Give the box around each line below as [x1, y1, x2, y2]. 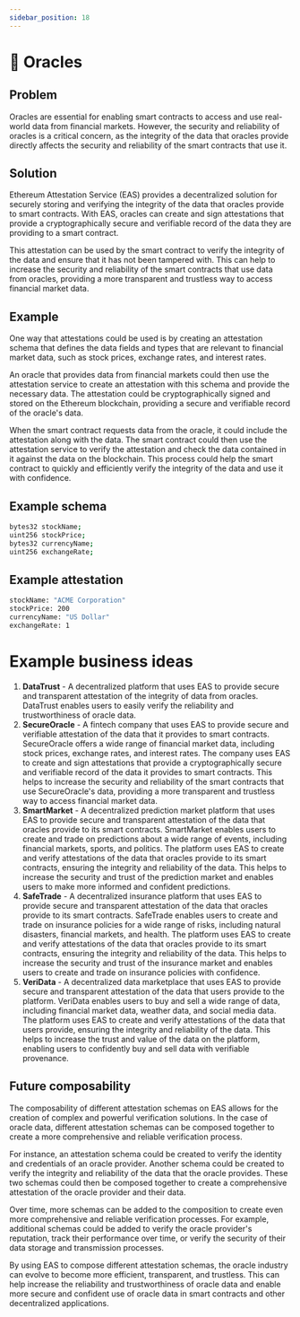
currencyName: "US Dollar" [9, 613, 110, 622]
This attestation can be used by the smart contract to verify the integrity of [9, 245, 285, 256]
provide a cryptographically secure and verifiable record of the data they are [9, 218, 292, 229]
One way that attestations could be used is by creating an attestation [9, 333, 263, 344]
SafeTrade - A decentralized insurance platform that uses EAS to [21, 890, 262, 902]
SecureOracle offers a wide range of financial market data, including [21, 737, 275, 749]
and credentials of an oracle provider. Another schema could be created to [9, 1158, 285, 1169]
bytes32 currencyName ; [9, 539, 94, 548]
